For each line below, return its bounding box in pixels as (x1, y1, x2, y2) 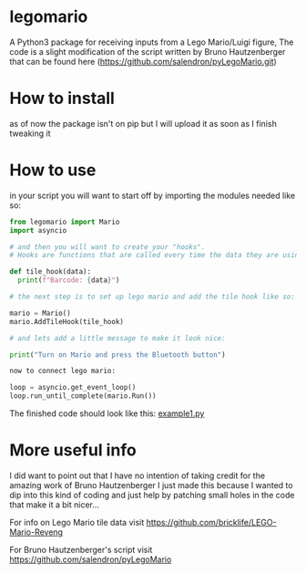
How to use (9, 160, 97, 181)
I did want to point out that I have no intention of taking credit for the (9, 470, 266, 481)
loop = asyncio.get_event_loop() (9, 383, 137, 392)
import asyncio (9, 225, 67, 235)
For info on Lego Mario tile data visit (9, 517, 145, 527)
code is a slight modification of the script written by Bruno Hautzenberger (9, 46, 286, 57)
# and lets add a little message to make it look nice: (9, 333, 226, 343)
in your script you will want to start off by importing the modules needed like (9, 190, 296, 201)
